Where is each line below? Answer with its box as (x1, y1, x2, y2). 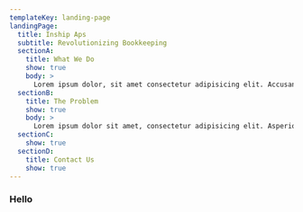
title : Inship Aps (17, 30, 87, 39)
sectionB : (17, 88, 54, 97)
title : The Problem (25, 96, 99, 106)
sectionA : (17, 47, 54, 56)
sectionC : (17, 130, 54, 139)
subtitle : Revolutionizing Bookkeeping (17, 38, 168, 48)
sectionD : (17, 146, 54, 155)
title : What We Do (25, 55, 95, 64)
